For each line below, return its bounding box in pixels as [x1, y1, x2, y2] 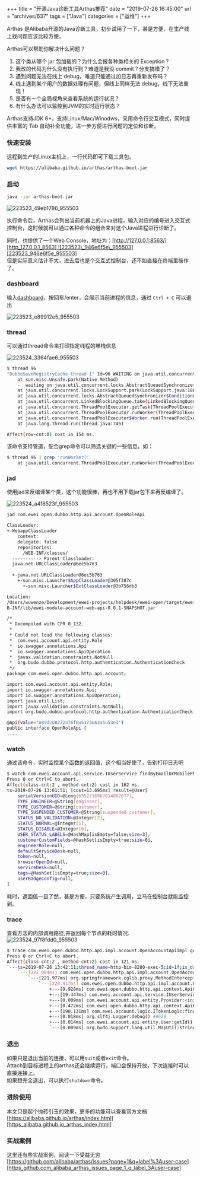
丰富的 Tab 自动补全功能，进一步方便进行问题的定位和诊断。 [11, 122, 160, 129]
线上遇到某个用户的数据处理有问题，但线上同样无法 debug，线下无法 [15, 80, 183, 87]
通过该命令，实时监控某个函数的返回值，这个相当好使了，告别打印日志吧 [7, 759, 183, 766]
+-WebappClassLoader [7, 528, 58, 534]
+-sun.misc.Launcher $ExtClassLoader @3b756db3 [22, 583, 137, 589]
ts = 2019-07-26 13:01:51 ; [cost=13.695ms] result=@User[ [7, 787, 148, 793]
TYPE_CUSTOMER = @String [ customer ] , [17, 804, 103, 810]
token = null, [17, 854, 47, 860]
